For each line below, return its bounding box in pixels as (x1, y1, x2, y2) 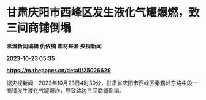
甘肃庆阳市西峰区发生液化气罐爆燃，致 (6, 6, 200, 20)
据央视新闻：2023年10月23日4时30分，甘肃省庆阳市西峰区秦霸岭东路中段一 (6, 79, 198, 87)
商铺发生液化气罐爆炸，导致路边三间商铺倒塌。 (6, 87, 124, 94)
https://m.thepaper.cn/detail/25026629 (6, 66, 112, 74)
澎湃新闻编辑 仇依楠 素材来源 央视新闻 (6, 42, 102, 50)
